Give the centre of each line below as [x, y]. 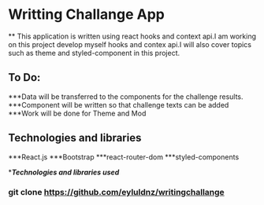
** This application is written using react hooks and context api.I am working [132, 36]
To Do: [24, 77]
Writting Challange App [87, 15]
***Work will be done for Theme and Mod [77, 113]
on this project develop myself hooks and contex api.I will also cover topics [130, 44]
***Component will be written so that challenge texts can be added [119, 104]
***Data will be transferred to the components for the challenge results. [126, 97]
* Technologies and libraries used [64, 172]
